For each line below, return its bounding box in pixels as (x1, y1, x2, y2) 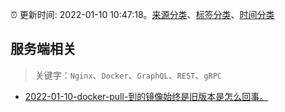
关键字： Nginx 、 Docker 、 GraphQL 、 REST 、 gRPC (34, 69, 222, 81)
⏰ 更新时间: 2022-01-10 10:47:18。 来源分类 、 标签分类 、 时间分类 (10, 9, 275, 20)
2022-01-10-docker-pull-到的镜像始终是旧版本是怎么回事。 (24, 90, 269, 102)
